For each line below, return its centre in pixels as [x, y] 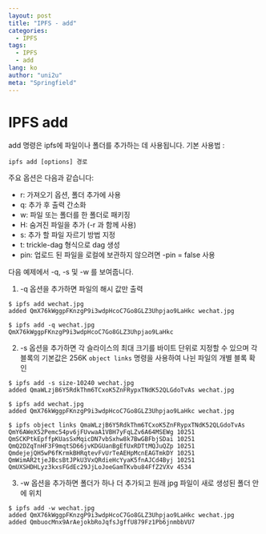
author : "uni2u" [35, 75]
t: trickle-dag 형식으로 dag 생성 [70, 245]
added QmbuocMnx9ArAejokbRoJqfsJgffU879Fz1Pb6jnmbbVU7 [102, 522]
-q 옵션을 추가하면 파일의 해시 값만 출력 [81, 289]
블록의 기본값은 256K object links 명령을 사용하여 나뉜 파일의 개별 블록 [133, 358]
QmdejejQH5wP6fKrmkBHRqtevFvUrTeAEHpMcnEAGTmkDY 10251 [102, 453]
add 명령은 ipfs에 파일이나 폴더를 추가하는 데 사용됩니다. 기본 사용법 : [117, 146]
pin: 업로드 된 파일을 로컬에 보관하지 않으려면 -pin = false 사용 [117, 255]
